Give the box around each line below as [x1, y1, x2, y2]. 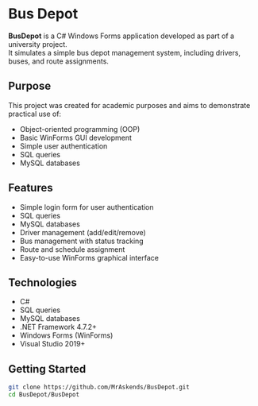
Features [8, 181, 53, 195]
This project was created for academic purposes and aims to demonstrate [8, 100, 251, 110]
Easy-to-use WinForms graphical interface [19, 253, 159, 262]
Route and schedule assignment [19, 244, 125, 254]
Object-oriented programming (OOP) [19, 124, 141, 133]
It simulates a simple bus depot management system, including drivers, [8, 48, 241, 57]
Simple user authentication [19, 141, 108, 151]
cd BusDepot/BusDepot [8, 391, 80, 399]
